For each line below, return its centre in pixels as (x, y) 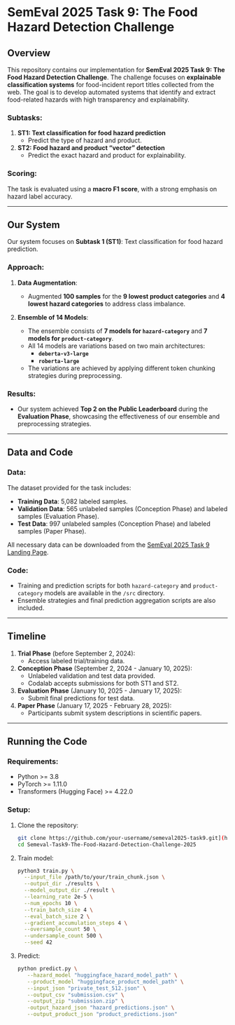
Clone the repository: (48, 825)
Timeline (27, 636)
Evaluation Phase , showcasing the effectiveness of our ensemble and (119, 416)
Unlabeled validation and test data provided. (92, 676)
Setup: (19, 810)
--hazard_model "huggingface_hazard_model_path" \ (102, 975)
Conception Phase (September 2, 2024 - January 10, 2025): (105, 668)
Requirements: (33, 761)
